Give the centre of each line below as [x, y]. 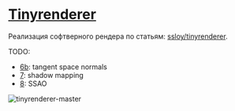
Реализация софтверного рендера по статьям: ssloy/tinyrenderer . [118, 36]
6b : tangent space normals [63, 67]
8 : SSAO [33, 83]
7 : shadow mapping [52, 75]
